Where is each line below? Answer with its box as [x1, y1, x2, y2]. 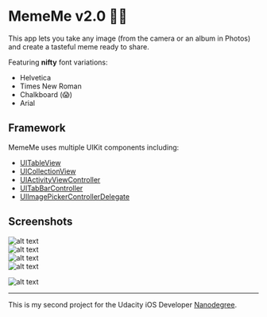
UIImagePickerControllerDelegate [19, 191, 130, 202]
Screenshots [8, 215, 73, 229]
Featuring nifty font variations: [8, 57, 108, 67]
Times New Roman [19, 81, 82, 91]
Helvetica [19, 72, 52, 82]
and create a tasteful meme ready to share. [8, 41, 149, 51]
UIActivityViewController [19, 174, 101, 184]
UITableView [19, 158, 61, 167]
